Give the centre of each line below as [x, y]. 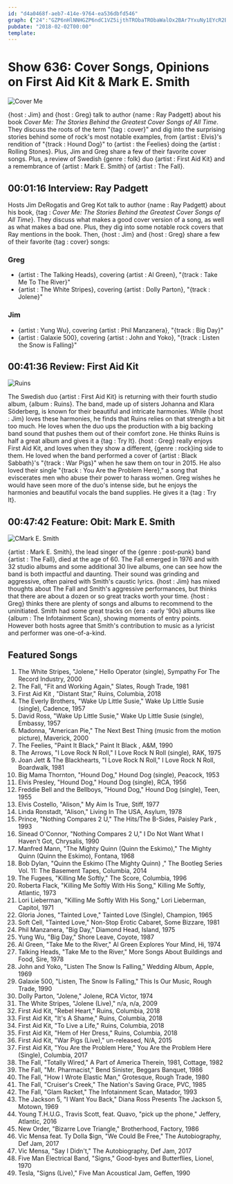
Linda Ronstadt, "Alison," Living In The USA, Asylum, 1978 [100, 812]
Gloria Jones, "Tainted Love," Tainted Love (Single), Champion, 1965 [115, 915]
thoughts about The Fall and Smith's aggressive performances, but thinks [112, 589]
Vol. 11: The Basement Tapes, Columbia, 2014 [82, 871]
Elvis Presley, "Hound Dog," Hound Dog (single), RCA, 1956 [102, 782]
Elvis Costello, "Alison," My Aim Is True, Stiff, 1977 [88, 804]
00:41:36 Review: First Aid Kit [73, 366]
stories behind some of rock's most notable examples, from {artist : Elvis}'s [115, 137]
